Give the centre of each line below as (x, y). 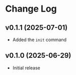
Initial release (26, 68)
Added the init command (40, 40)
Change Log (31, 9)
